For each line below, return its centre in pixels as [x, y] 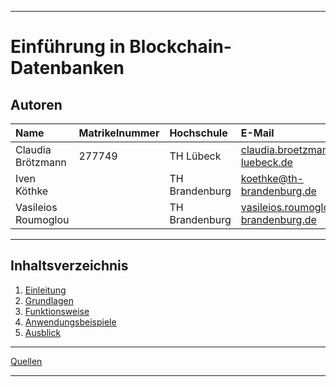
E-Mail [257, 133]
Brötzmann [41, 162]
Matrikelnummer [119, 133]
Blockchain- [180, 47]
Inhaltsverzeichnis [69, 266]
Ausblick [43, 332]
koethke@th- [272, 178]
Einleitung [45, 290]
